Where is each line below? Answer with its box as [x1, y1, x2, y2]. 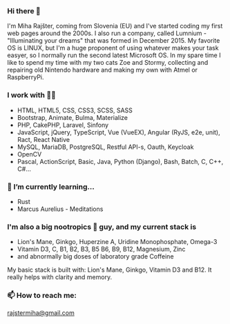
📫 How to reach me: [7, 291, 77, 301]
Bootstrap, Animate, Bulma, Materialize [17, 113, 128, 121]
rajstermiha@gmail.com [7, 309, 75, 317]
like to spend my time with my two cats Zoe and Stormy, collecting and [7, 59, 209, 67]
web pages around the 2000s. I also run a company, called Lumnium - [7, 29, 207, 37]
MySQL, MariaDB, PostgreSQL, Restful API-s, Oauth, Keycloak [17, 143, 194, 151]
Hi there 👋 [7, 6, 41, 16]
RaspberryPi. [7, 73, 44, 81]
